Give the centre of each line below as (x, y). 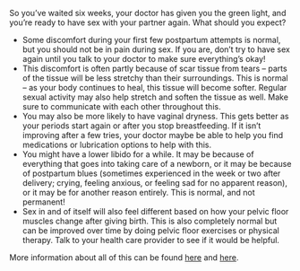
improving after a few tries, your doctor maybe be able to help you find (153, 135)
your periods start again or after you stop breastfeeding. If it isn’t (141, 126)
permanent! (43, 202)
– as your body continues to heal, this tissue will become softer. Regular (154, 87)
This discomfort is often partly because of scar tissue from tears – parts (155, 68)
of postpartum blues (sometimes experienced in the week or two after (151, 173)
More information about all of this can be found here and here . (124, 258)
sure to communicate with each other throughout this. (121, 106)
